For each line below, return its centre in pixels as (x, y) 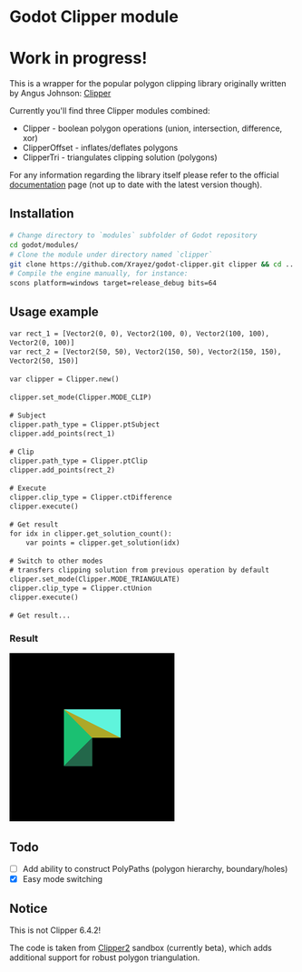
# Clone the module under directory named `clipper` (111, 255)
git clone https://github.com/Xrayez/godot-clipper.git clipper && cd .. (152, 264)
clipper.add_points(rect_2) (63, 470)
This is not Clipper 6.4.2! (55, 930)
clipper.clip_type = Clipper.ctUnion (81, 588)
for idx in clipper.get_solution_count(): (91, 534)
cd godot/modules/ (44, 245)
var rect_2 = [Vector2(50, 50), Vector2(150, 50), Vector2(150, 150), (146, 352)
